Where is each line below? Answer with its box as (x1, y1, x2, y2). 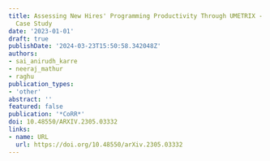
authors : (8, 50, 38, 58)
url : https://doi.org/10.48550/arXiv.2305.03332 (15, 140, 183, 149)
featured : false (8, 102, 63, 111)
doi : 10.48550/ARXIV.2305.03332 (8, 118, 118, 126)
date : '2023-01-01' (8, 27, 75, 35)
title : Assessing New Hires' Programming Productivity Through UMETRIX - (8, 11, 264, 20)
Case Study (15, 20, 53, 28)
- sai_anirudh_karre (8, 58, 79, 66)
